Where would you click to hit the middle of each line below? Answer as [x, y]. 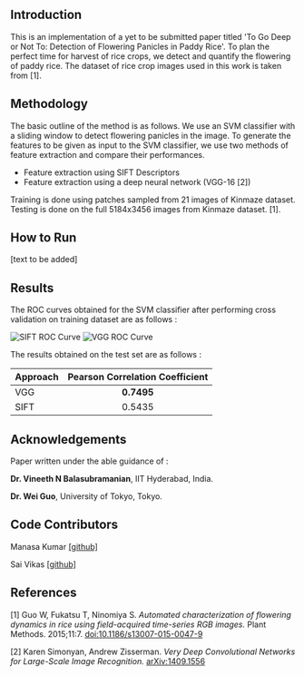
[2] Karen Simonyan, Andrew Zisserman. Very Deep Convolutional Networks [153, 652]
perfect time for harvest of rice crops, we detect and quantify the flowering [151, 56]
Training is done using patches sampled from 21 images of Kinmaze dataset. [153, 200]
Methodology [49, 104]
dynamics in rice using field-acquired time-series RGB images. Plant [138, 624]
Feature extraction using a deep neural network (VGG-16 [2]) [137, 181]
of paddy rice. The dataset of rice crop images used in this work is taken [146, 65]
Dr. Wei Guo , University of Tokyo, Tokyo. [86, 496]
